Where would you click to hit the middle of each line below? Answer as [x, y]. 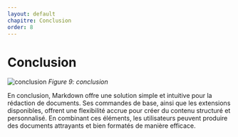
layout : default [31, 14]
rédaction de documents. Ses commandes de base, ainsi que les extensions [119, 103]
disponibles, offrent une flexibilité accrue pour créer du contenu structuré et [119, 111]
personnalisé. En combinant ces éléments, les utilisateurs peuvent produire [118, 119]
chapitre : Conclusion [40, 21]
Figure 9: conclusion [78, 82]
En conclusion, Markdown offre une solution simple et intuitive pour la [110, 96]
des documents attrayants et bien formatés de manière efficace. [102, 126]
